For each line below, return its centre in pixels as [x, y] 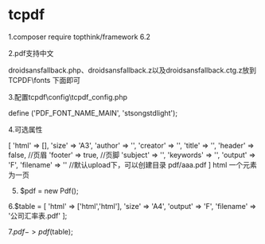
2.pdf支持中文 [31, 53]
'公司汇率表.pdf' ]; [38, 215]
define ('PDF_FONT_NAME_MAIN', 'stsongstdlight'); [93, 112]
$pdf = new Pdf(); [49, 191]
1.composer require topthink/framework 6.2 [80, 37]
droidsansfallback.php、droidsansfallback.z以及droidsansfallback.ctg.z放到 [132, 70]
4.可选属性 [25, 129]
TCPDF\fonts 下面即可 [45, 80]
